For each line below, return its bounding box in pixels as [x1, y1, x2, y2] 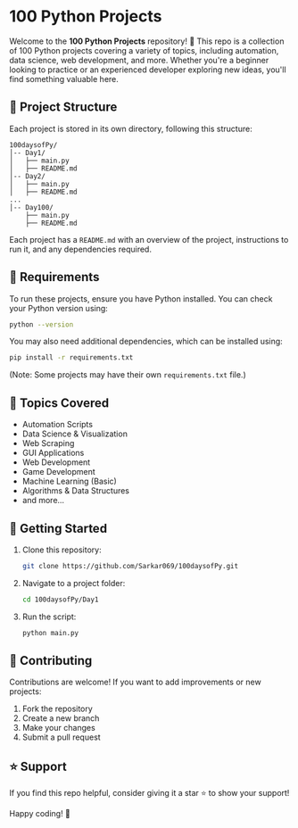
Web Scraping [21, 438, 75, 449]
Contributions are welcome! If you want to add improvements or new [9, 676, 261, 688]
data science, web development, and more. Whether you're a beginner [9, 54, 269, 65]
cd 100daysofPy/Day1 [21, 595, 99, 604]
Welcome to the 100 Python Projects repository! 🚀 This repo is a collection [9, 36, 285, 46]
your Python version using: [9, 302, 109, 313]
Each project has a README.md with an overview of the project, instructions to [9, 234, 289, 244]
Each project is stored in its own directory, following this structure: [9, 123, 252, 134]
